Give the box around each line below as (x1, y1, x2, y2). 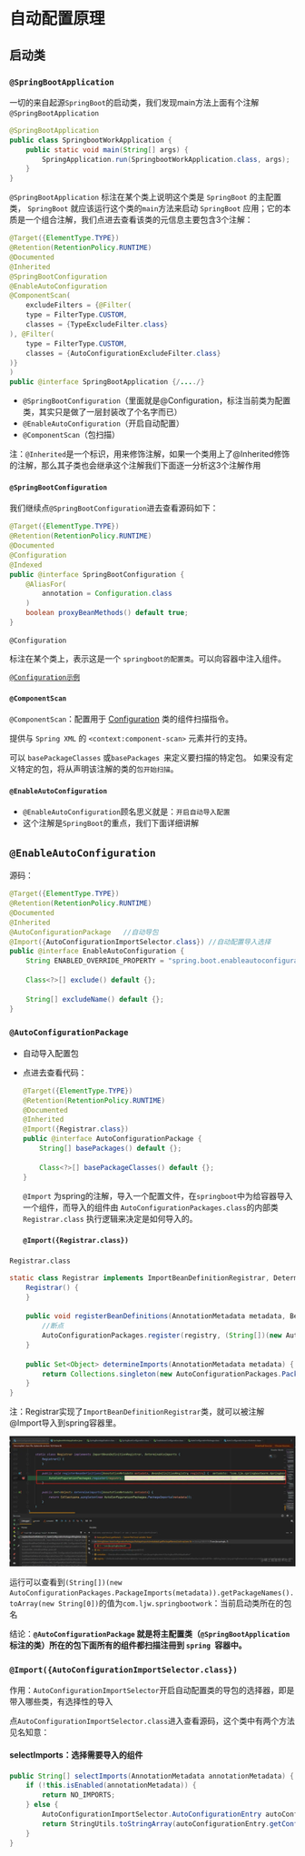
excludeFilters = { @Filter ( (25, 301, 132, 310)
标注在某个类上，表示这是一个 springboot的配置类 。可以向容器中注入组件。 (9, 652, 287, 664)
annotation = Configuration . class (42, 589, 172, 599)
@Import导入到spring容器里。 (9, 1417, 122, 1428)
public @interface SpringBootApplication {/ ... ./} (9, 378, 205, 387)
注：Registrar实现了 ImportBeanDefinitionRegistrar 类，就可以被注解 (9, 1407, 265, 1417)
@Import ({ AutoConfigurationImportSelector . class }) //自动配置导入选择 (9, 937, 271, 946)
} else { (25, 1801, 59, 1810)
